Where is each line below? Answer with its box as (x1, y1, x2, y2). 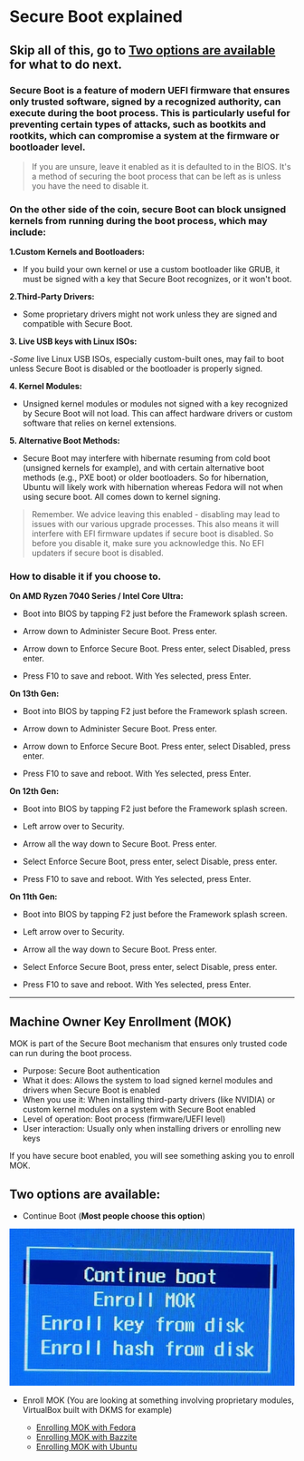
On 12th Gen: (9, 786, 60, 797)
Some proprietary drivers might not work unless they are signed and (22, 309, 278, 319)
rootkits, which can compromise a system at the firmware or (9, 129, 280, 142)
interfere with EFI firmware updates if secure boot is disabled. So (31, 528, 274, 539)
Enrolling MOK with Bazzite (35, 1431, 138, 1442)
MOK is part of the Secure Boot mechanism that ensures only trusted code (9, 1038, 288, 1049)
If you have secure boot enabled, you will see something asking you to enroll (9, 1151, 295, 1162)
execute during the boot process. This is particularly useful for (9, 106, 291, 119)
